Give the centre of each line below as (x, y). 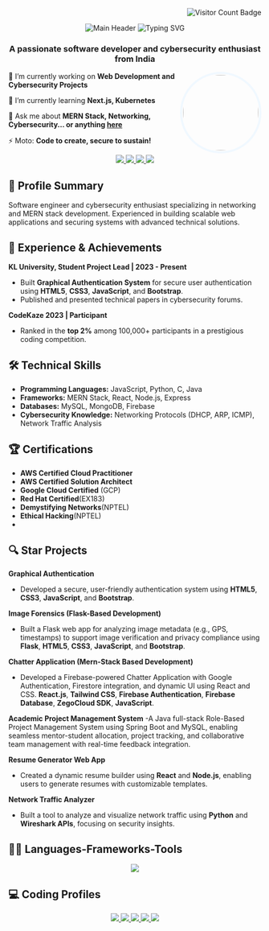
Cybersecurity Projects (48, 85)
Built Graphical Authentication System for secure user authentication (136, 282)
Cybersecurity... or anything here (65, 125)
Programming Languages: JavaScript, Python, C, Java (111, 389)
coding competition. (53, 339)
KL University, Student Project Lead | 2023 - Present (98, 266)
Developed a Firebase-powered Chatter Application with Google (126, 678)
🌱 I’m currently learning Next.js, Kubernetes (82, 101)
